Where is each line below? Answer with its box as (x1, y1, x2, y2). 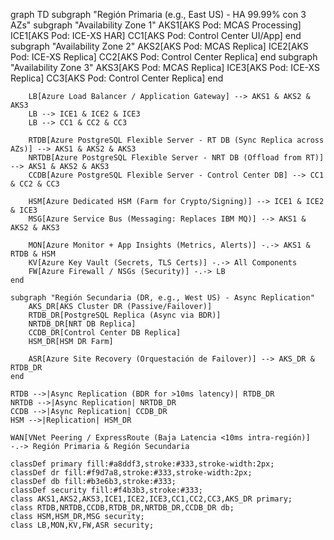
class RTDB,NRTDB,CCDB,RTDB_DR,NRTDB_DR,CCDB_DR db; (10, 503, 235, 513)
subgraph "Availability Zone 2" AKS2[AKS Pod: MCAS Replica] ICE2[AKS (10, 40, 309, 52)
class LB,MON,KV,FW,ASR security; (10, 520, 155, 530)
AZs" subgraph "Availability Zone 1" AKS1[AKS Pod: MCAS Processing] (10, 19, 302, 31)
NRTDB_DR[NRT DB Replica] (28, 319, 137, 329)
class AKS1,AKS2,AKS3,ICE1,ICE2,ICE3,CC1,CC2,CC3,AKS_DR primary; (10, 494, 293, 504)
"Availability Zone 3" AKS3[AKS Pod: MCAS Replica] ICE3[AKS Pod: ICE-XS (10, 62, 320, 73)
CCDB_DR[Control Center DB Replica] (28, 328, 182, 338)
